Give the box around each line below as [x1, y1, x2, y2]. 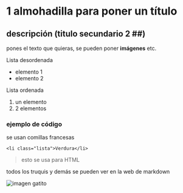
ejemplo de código [6, 120, 63, 128]
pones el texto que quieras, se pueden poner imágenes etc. [6, 44, 157, 52]
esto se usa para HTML [21, 156, 80, 164]
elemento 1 [15, 68, 43, 75]
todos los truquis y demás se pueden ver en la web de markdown [6, 168, 170, 175]
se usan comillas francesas [6, 134, 75, 141]
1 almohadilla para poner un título [6, 4, 178, 18]
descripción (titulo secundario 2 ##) [6, 29, 146, 39]
